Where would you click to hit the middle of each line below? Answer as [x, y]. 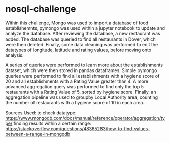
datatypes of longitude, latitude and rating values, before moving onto [78, 50]
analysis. [14, 55]
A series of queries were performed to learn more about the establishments [84, 65]
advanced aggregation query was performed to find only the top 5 [74, 86]
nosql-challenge [41, 9]
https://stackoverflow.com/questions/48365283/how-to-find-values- [78, 129]
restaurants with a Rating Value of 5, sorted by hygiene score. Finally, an [81, 92]
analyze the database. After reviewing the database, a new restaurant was [83, 33]
